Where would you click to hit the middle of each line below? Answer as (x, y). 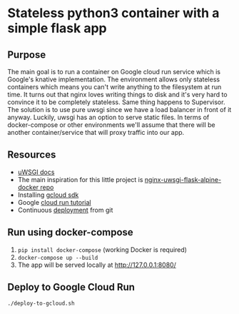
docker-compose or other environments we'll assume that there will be (111, 125)
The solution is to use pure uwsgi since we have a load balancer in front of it (119, 110)
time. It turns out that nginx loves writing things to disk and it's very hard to (117, 95)
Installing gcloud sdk (48, 195)
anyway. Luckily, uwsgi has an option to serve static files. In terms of (108, 117)
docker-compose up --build (58, 258)
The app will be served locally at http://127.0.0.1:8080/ (97, 265)
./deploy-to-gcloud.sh (41, 304)
